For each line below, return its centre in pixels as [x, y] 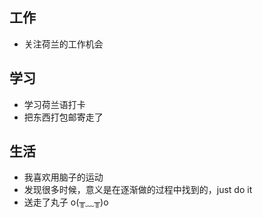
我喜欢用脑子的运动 [63, 177]
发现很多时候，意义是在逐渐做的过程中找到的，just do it [138, 190]
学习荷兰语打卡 [54, 104]
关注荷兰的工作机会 [63, 44]
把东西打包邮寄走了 [63, 117]
